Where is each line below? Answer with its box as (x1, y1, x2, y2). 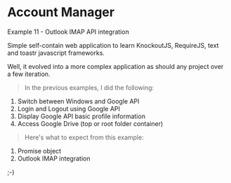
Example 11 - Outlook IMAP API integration (7, 27, 130, 36)
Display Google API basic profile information (17, 112, 146, 120)
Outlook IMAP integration (17, 154, 91, 163)
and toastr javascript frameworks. (7, 49, 105, 57)
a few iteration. (7, 70, 51, 78)
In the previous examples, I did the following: (24, 83, 154, 91)
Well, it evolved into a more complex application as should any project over (7, 62, 224, 70)
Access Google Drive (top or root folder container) (17, 119, 164, 127)
